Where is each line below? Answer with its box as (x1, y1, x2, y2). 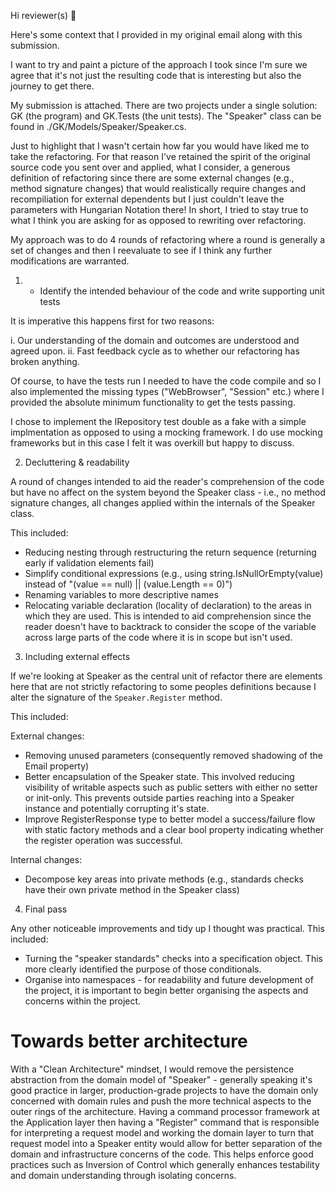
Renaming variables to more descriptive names (24, 589, 219, 600)
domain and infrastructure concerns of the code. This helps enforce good (10, 1148, 314, 1160)
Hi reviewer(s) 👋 (10, 10, 77, 21)
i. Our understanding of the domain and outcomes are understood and (10, 335, 300, 346)
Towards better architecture (10, 1030, 248, 1053)
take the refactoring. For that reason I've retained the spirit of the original (10, 151, 311, 162)
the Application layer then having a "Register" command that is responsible (10, 1116, 320, 1128)
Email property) (24, 760, 90, 772)
